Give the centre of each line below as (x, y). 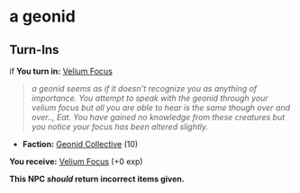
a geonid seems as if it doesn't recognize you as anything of (144, 88)
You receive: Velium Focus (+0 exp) (76, 162)
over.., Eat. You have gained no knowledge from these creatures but (158, 117)
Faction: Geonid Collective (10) (80, 144)
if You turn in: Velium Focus (61, 71)
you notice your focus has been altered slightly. (120, 127)
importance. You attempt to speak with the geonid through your (150, 98)
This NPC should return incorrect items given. (97, 179)
